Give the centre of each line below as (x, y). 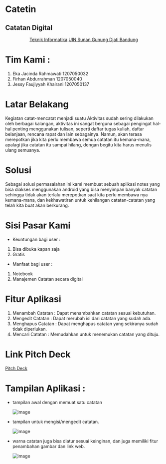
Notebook (23, 274)
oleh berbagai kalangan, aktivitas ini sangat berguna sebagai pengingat (79, 123)
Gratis (18, 254)
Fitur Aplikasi (33, 299)
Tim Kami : (28, 60)
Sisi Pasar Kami (38, 225)
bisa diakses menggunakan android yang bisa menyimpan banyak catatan (81, 189)
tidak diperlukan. (30, 329)
